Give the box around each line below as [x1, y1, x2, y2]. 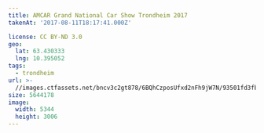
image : [8, 99, 30, 106]
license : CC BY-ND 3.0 [8, 33, 82, 41]
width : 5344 [15, 106, 55, 113]
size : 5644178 [8, 91, 55, 99]
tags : [8, 62, 26, 70]
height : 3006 [15, 113, 58, 121]
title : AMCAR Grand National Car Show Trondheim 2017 [8, 11, 189, 20]
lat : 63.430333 [15, 48, 65, 56]
